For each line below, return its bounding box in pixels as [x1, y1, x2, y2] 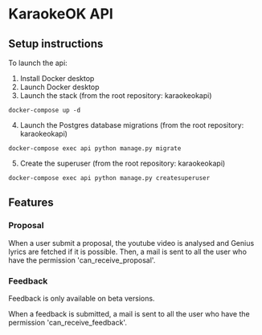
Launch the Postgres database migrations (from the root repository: [19, 121, 244, 129]
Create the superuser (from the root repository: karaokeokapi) [19, 158, 226, 168]
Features [8, 196, 54, 210]
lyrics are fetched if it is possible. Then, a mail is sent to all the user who [8, 247, 248, 256]
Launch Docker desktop [19, 82, 100, 92]
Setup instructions [8, 37, 104, 51]
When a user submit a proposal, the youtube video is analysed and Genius [8, 238, 255, 247]
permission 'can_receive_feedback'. [8, 317, 127, 327]
